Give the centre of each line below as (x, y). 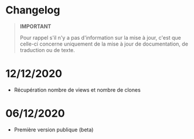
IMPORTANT (35, 26)
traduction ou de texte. (47, 50)
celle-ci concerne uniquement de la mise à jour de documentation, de (104, 44)
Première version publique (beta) (54, 130)
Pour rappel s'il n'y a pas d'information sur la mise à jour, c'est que (100, 37)
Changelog (33, 10)
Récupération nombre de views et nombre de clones (77, 90)
